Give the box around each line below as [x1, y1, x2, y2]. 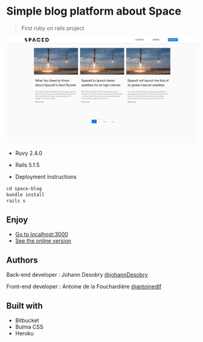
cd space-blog [6, 186, 43, 192]
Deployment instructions [15, 173, 77, 180]
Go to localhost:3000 [15, 230, 69, 238]
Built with [6, 301, 43, 311]
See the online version [15, 237, 72, 244]
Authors [6, 255, 38, 265]
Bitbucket [15, 316, 40, 324]
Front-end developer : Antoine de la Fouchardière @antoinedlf [6, 283, 162, 290]
